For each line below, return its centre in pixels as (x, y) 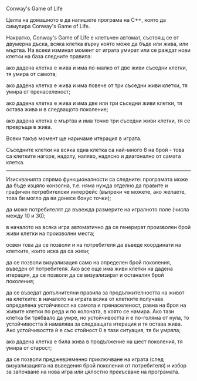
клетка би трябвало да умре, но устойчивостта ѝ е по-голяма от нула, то (98, 318)
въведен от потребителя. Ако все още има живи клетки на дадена (89, 269)
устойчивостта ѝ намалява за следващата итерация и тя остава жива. (94, 324)
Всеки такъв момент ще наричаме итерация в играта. (74, 138)
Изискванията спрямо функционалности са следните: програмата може (97, 179)
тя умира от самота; (32, 74)
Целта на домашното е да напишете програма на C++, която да (86, 20)
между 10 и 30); (26, 216)
